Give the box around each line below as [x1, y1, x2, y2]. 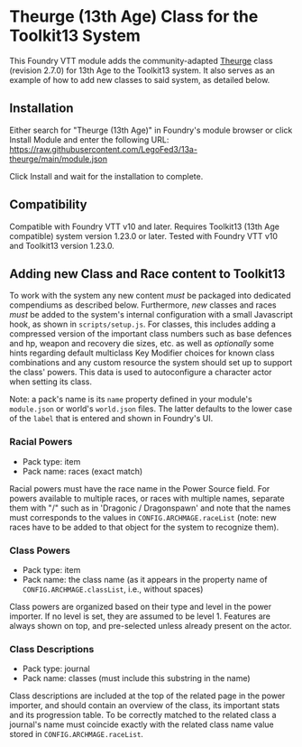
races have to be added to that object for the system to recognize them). [9, 521, 279, 532]
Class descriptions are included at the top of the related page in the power [9, 690, 286, 701]
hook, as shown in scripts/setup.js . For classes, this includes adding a [9, 318, 277, 330]
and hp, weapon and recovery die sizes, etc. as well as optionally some [9, 338, 275, 349]
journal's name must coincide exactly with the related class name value [9, 719, 274, 730]
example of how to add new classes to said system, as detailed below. [9, 74, 270, 85]
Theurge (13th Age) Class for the [9, 6, 259, 27]
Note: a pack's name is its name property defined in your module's [9, 394, 252, 405]
